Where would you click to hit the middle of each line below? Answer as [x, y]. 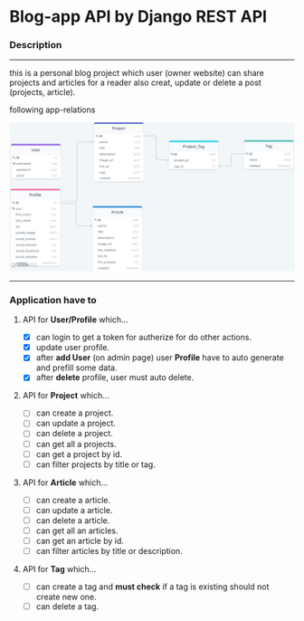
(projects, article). [43, 92]
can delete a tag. [67, 607]
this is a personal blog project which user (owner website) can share [137, 73]
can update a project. [76, 424]
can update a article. [74, 510]
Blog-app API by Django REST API [138, 17]
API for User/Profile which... [75, 320]
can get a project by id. [79, 454]
